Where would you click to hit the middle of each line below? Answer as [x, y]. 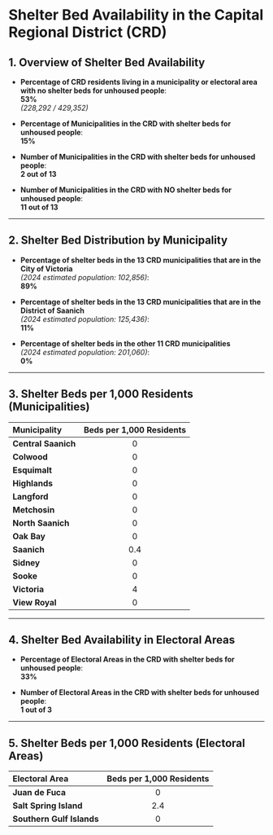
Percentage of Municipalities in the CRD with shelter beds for [126, 123]
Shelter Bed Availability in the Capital [136, 15]
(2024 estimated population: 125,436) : [85, 319]
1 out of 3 [36, 710]
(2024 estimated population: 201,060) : [85, 352]
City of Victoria [46, 268]
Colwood [30, 456]
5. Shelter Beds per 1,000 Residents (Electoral [127, 743]
